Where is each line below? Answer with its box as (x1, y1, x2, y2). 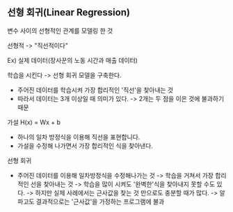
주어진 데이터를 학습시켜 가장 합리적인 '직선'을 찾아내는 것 (17, 86, 174, 94)
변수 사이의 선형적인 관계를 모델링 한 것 (7, 26, 113, 35)
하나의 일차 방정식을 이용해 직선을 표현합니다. (17, 132, 140, 141)
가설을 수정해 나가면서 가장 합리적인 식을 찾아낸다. (17, 142, 153, 150)
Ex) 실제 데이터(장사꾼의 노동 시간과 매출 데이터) (7, 56, 138, 64)
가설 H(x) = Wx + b (7, 118, 61, 126)
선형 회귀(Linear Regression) (7, 6, 131, 19)
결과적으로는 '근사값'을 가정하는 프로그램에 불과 (35, 197, 165, 206)
